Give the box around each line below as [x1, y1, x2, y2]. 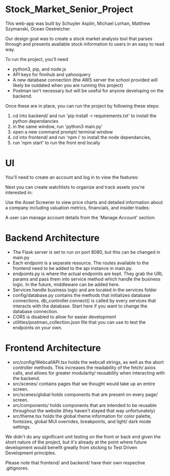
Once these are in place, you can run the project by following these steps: [5, 103, 160, 109]
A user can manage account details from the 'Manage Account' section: [5, 214, 156, 220]
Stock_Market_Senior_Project [5, 4, 133, 15]
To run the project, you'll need [5, 56, 69, 62]
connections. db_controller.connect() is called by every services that [12, 297, 156, 303]
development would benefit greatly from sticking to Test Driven [5, 444, 138, 450]
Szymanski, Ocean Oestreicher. [5, 25, 71, 31]
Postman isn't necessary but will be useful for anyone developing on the [12, 87, 164, 93]
